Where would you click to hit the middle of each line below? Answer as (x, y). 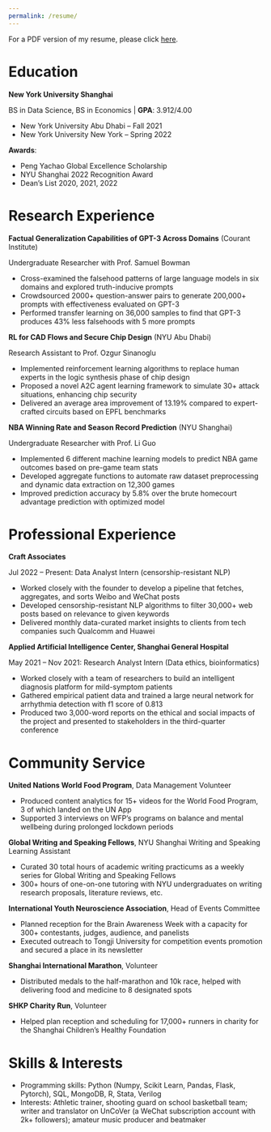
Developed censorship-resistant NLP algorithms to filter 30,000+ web (136, 606)
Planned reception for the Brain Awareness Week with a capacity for (134, 924)
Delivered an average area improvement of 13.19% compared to (126, 403)
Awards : (23, 150)
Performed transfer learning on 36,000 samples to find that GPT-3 (130, 312)
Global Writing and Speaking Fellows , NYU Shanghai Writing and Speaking (134, 843)
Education (43, 72)
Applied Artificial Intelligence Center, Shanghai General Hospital (119, 647)
